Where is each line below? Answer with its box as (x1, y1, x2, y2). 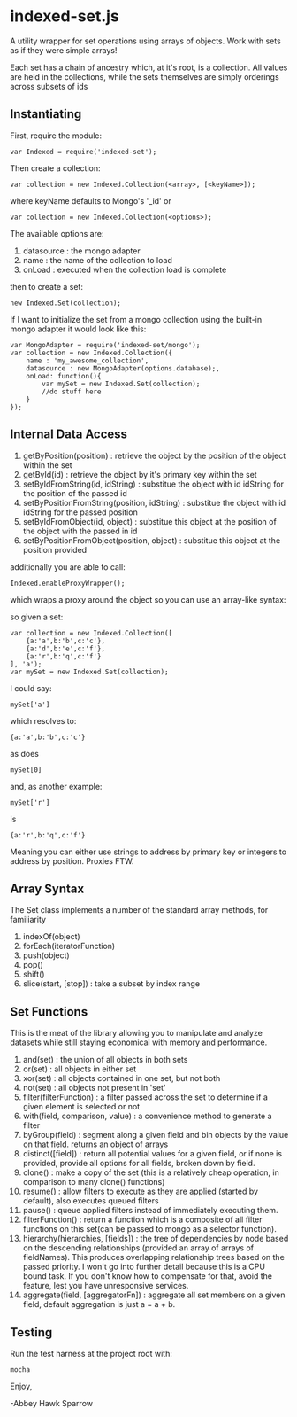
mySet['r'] (10, 798, 50, 807)
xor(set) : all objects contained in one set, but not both (22, 1073, 221, 1084)
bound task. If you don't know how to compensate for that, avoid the (22, 1271, 273, 1281)
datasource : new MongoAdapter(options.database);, (26, 363, 220, 373)
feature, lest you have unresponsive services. (22, 1281, 189, 1291)
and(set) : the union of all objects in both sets (22, 1055, 188, 1065)
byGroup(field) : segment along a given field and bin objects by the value (22, 1130, 289, 1141)
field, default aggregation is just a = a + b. (22, 1299, 176, 1310)
